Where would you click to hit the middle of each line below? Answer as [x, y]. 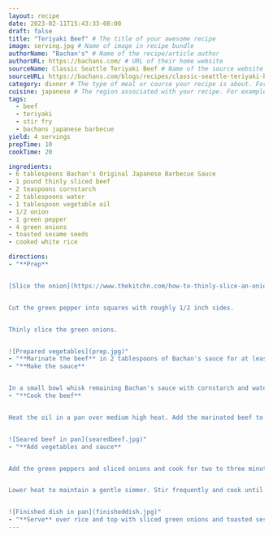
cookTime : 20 [30, 152]
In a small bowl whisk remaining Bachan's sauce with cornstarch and [129, 388]
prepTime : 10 [30, 144]
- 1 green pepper [38, 219]
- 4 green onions [38, 227]
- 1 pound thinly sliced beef [60, 182]
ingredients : [30, 166]
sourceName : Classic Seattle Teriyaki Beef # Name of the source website [136, 69]
